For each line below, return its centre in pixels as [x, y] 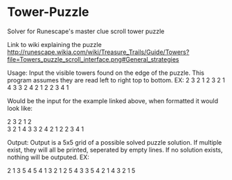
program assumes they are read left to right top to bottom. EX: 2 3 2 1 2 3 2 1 [116, 80]
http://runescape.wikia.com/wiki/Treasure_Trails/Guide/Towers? [98, 52]
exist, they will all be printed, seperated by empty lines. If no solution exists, [115, 150]
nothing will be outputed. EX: [48, 157]
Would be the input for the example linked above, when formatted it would [113, 100]
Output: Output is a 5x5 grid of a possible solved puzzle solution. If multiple [115, 142]
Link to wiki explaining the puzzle [54, 44]
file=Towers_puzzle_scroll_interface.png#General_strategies [93, 59]
